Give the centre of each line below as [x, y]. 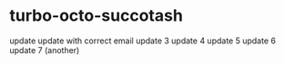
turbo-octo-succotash [97, 16]
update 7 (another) [45, 50]
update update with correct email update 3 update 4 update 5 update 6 [142, 41]
